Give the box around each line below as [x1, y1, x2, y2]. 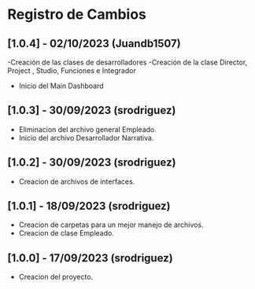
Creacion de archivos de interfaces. [18, 177, 135, 186]
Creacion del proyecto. [18, 273, 94, 282]
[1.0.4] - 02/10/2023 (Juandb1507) [7, 37, 182, 50]
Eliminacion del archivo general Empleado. [18, 124, 157, 134]
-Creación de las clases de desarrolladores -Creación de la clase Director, [7, 57, 248, 67]
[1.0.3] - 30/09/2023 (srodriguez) [7, 104, 176, 117]
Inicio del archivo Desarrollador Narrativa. [18, 133, 154, 142]
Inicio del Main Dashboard [18, 81, 104, 90]
